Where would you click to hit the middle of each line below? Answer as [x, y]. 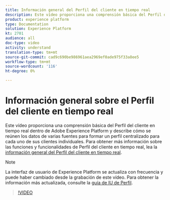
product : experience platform [37, 19]
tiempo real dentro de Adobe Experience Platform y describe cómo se [78, 131]
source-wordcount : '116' [31, 66]
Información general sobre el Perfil [80, 101]
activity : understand [28, 48]
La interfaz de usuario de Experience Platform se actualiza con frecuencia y [84, 172]
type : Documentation [27, 24]
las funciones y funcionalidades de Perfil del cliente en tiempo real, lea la [81, 147]
